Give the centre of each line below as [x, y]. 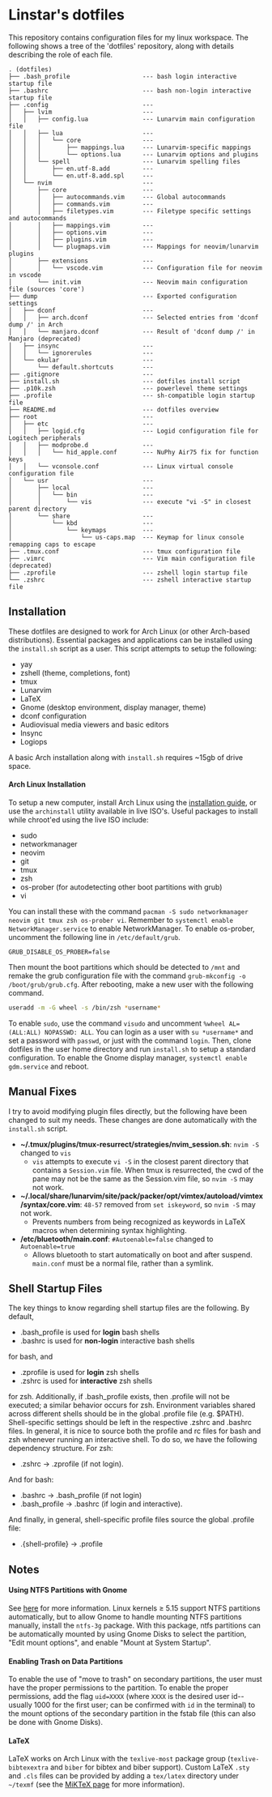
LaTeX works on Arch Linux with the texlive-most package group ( [119, 1759]
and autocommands [38, 218]
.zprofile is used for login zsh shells [80, 1372]
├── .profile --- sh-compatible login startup [132, 395]
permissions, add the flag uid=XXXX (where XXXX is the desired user [119, 1697]
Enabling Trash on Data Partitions [66, 1661]
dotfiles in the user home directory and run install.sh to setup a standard [132, 1049]
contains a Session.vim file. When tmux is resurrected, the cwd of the [148, 1170]
